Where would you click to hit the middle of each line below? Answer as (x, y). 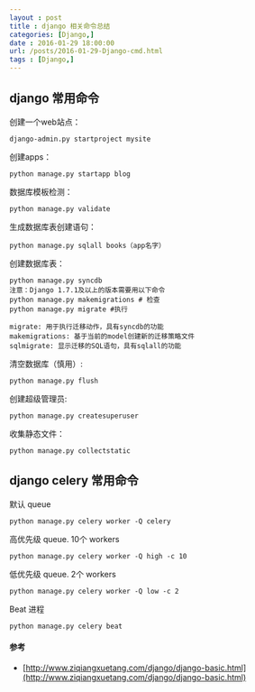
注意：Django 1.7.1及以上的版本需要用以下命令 (87, 290)
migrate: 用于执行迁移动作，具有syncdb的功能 (87, 327)
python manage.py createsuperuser (74, 416)
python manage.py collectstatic (70, 451)
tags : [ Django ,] (42, 60)
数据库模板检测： (41, 191)
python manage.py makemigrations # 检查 (85, 300)
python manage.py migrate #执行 (68, 309)
